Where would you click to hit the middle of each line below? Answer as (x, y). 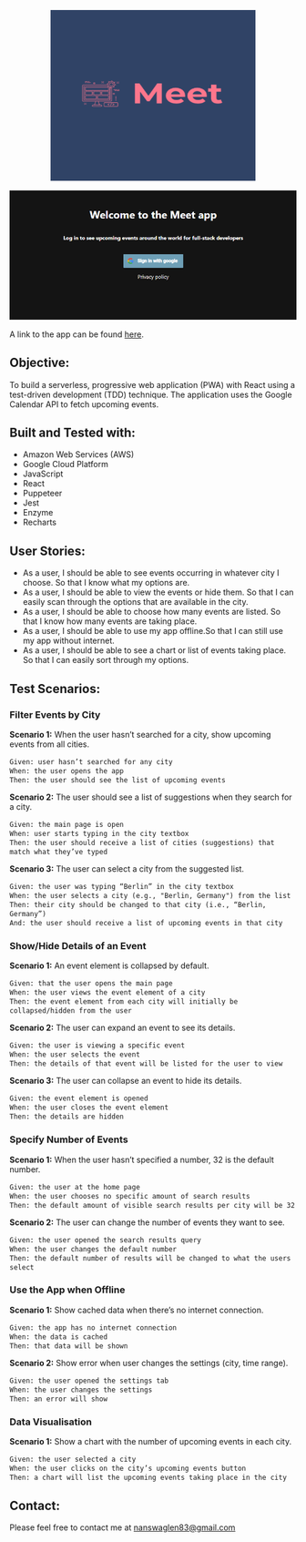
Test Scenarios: (55, 689)
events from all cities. (50, 744)
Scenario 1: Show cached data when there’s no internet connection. (137, 1310)
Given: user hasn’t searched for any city (91, 761)
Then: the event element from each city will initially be (124, 1002)
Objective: (40, 363)
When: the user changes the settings (81, 1390)
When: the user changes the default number (93, 1249)
